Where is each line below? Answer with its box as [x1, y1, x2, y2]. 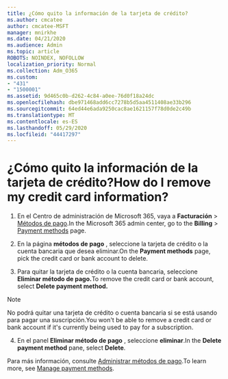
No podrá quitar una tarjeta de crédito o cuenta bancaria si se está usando [7, 309, 218, 317]
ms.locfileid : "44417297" [7, 131, 81, 138]
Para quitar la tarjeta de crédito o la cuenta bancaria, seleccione [16, 267, 198, 276]
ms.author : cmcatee [7, 16, 63, 23]
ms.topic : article [7, 49, 60, 55]
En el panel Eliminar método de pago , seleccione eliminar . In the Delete [16, 337, 222, 345]
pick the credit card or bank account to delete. [16, 254, 149, 263]
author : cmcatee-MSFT [7, 23, 69, 29]
